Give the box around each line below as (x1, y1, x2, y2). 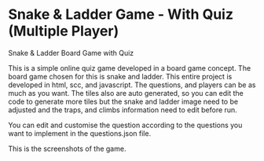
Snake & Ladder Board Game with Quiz (8, 48, 134, 57)
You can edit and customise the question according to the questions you (8, 120, 243, 130)
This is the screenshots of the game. (8, 144, 126, 153)
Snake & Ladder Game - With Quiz (8, 5, 234, 24)
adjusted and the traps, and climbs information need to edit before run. (8, 104, 237, 115)
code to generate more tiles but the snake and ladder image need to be (8, 97, 238, 106)
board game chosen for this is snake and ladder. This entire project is (8, 71, 233, 81)
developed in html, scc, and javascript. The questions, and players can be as (8, 80, 256, 90)
